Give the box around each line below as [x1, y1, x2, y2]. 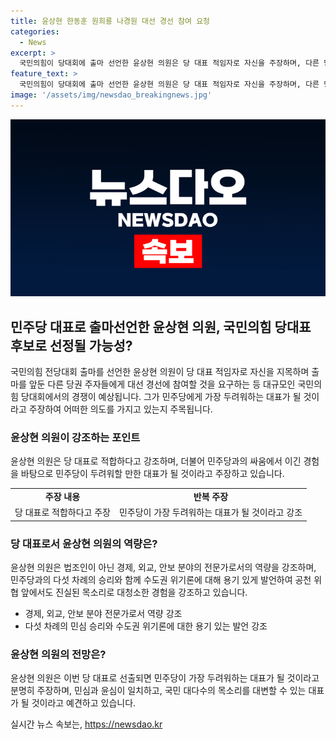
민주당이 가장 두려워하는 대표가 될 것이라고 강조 [118, 506, 303, 519]
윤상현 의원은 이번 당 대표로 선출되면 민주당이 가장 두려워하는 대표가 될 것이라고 [10, 672, 320, 684]
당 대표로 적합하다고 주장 [14, 506, 111, 519]
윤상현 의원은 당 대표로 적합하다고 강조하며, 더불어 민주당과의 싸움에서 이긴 [10, 455, 302, 467]
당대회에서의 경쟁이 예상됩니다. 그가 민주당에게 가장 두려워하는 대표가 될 [20, 391, 302, 403]
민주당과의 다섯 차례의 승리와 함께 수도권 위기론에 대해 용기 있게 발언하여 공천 [10, 574, 312, 586]
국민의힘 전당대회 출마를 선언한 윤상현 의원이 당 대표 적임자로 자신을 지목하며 [10, 366, 310, 378]
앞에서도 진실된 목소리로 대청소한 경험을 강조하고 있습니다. [20, 586, 248, 599]
